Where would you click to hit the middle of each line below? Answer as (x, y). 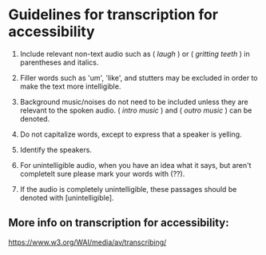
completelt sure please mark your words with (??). (102, 173)
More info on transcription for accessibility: (119, 223)
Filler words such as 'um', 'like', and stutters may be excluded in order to (139, 78)
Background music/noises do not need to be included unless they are (134, 102)
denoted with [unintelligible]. (67, 197)
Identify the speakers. (56, 149)
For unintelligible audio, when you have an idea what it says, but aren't (135, 165)
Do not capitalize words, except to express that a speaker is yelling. (131, 134)
